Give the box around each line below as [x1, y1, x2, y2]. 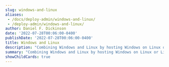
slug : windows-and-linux [5, 7, 57, 13]
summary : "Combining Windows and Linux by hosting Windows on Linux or [5, 49, 158, 54]
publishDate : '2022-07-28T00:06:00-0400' [5, 36, 94, 41]
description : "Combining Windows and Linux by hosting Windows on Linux [5, 45, 161, 50]
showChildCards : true [5, 54, 51, 59]
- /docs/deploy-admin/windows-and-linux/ [7, 17, 96, 22]
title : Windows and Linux [5, 40, 59, 45]
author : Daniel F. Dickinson [5, 26, 66, 31]
